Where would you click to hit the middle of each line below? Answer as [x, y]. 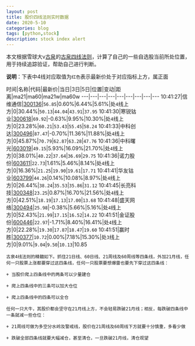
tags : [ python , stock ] [33, 34]
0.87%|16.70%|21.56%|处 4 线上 [87, 193]
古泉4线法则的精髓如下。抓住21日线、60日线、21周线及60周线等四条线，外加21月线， [95, 257]
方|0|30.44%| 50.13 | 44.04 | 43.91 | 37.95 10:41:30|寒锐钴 [71, 111]
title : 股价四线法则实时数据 [38, 17]
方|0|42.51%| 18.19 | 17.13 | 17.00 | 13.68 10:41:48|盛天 [68, 200]
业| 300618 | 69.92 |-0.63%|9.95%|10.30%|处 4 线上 [65, 119]
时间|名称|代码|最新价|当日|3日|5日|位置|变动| [61, 89]
